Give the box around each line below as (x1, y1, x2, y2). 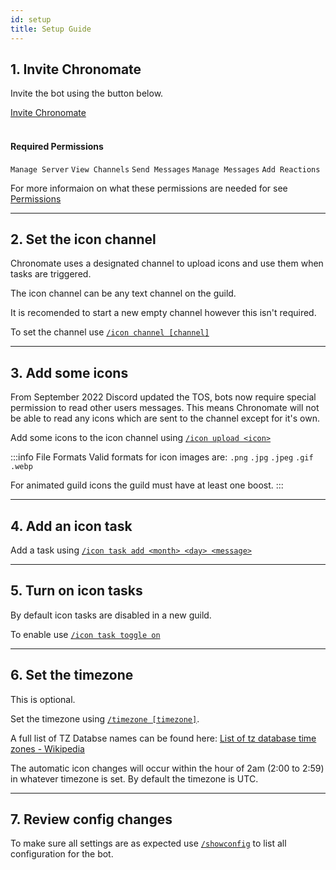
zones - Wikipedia (10, 742, 85, 755)
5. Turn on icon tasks (10, 582, 143, 600)
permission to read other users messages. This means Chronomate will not (10, 402, 320, 414)
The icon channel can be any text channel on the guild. (10, 287, 237, 300)
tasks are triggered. (10, 268, 92, 280)
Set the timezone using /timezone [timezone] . (10, 712, 200, 725)
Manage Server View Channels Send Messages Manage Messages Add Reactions (10, 164, 321, 175)
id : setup (10, 14, 52, 25)
